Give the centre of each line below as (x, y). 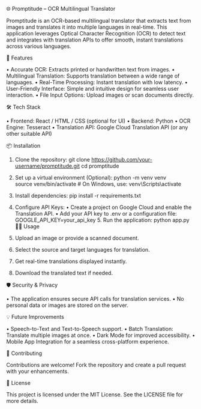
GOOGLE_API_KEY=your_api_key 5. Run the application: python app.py (102, 220)
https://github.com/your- (122, 159)
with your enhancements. (37, 371)
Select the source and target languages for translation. (82, 250)
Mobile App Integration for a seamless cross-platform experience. (88, 341)
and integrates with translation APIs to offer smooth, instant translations (95, 40)
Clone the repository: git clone (52, 159)
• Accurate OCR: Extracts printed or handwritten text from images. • (91, 69)
